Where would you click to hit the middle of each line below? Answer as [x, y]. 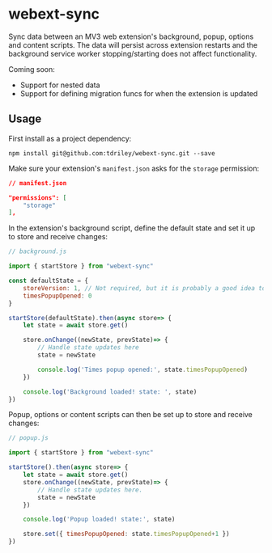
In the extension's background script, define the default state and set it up [132, 228]
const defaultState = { [49, 281]
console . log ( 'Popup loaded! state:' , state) [99, 519]
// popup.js [28, 438]
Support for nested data [60, 85]
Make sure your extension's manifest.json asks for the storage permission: [134, 168]
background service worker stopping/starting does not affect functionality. [133, 53]
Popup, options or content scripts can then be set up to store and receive [131, 415]
